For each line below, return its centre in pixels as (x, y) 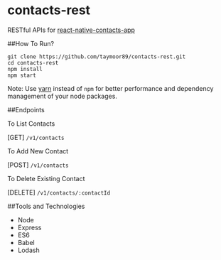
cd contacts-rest (33, 63)
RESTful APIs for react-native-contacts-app (71, 30)
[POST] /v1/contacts (38, 165)
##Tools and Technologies (46, 206)
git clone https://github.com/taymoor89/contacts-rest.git (97, 56)
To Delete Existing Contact (46, 178)
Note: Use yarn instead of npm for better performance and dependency (110, 88)
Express (29, 227)
